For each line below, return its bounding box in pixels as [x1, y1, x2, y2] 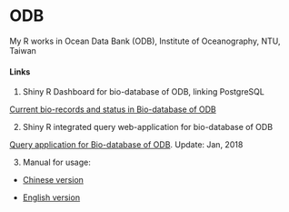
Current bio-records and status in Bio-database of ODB [9, 104, 216, 115]
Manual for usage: [22, 156, 91, 168]
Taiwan [9, 45, 36, 56]
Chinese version [22, 175, 85, 186]
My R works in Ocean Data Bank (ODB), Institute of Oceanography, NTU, [9, 35, 281, 46]
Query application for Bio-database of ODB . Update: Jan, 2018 [9, 139, 244, 150]
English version [22, 192, 80, 203]
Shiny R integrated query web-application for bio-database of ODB [22, 122, 274, 133]
